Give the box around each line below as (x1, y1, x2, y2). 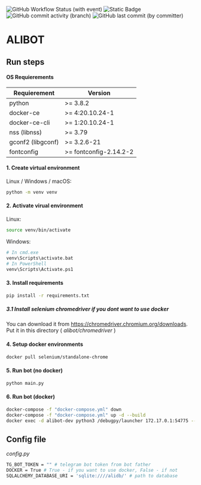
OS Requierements (6, 74, 54, 81)
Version (87, 89, 111, 97)
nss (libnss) (9, 128, 42, 136)
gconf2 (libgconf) (9, 138, 59, 146)
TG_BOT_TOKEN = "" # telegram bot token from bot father (6, 462, 151, 468)
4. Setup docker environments (6, 341, 84, 348)
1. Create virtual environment (6, 164, 80, 171)
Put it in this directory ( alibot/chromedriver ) (6, 327, 116, 334)
